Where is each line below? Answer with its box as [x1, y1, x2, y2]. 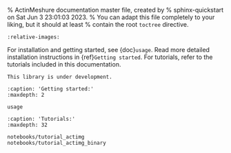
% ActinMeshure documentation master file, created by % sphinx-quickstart [7, 6, 224, 14]
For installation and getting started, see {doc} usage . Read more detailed [7, 46, 210, 54]
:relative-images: [7, 34, 60, 40]
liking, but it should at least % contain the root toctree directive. [7, 21, 189, 28]
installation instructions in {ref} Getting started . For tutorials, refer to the [7, 53, 213, 61]
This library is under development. [7, 73, 112, 80]
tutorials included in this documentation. [7, 60, 121, 68]
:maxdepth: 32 [7, 121, 48, 128]
